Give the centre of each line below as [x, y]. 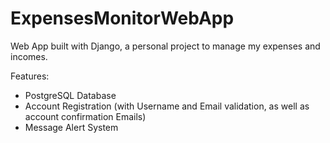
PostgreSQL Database [70, 95]
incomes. [29, 56]
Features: [30, 76]
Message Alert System [71, 127]
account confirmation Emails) [85, 116]
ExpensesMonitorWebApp [122, 18]
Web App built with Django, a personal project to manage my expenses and [165, 46]
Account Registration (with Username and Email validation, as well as [167, 106]
